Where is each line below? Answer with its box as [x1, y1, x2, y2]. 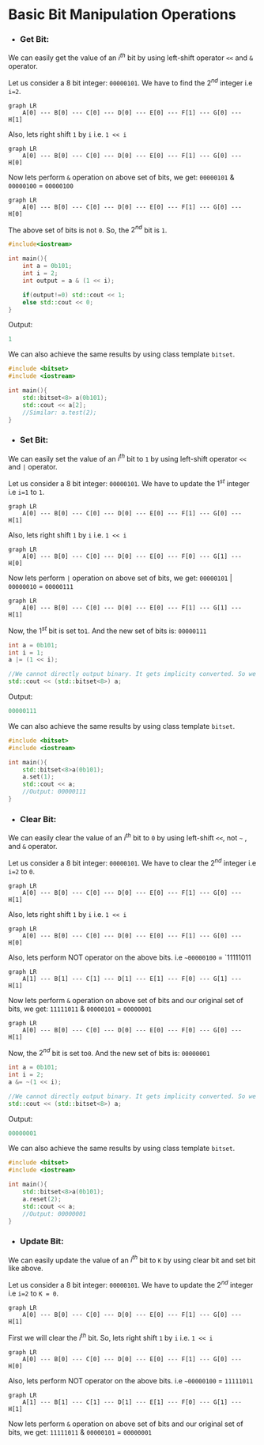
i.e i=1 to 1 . [8, 488, 45, 497]
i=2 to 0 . [8, 866, 36, 876]
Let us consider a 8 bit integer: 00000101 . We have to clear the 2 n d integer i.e [8, 856, 257, 867]
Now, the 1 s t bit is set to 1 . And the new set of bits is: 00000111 [8, 624, 207, 636]
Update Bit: [19, 1236, 65, 1247]
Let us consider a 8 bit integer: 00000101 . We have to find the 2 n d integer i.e [8, 77, 253, 88]
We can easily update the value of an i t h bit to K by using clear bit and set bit [8, 1254, 256, 1265]
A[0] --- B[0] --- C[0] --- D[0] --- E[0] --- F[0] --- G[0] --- [22, 1026, 243, 1034]
